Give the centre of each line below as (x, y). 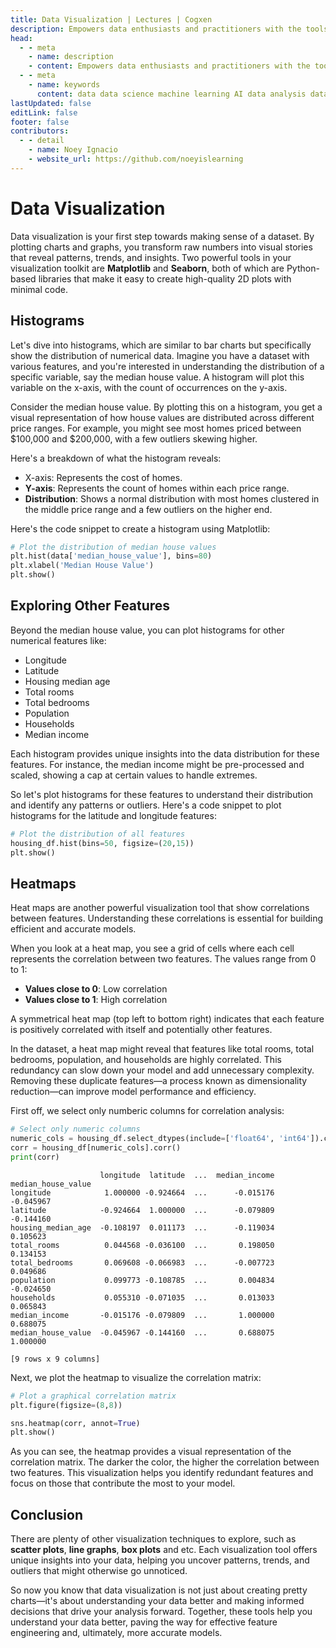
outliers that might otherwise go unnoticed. (99, 1571)
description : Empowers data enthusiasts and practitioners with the (156, 29)
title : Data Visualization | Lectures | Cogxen (111, 19)
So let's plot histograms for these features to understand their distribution (162, 794)
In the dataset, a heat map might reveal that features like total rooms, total (162, 1049)
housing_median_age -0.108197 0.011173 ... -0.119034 (142, 1227)
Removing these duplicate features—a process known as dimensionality (159, 1081)
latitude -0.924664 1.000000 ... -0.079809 (142, 1210)
